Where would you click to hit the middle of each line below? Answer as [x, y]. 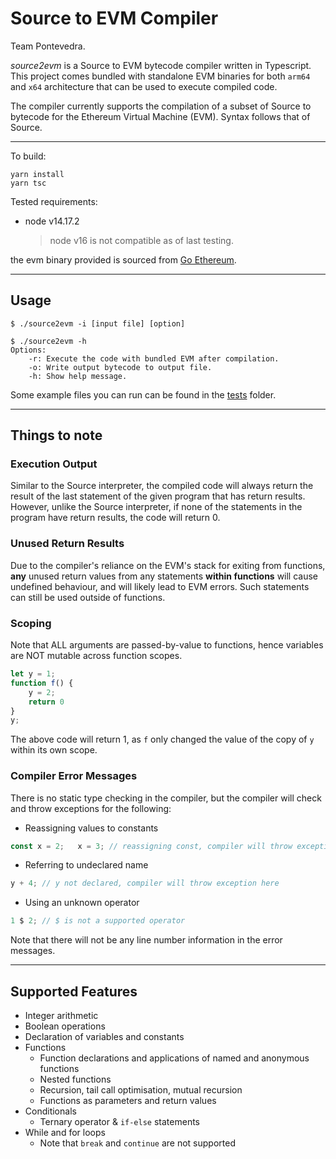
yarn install [37, 174]
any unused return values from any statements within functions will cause [164, 576]
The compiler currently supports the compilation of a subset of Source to [161, 106]
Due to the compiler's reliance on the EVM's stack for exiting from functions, [168, 565]
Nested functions [75, 1079]
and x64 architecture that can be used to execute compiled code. [144, 86]
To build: [28, 156]
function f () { [42, 683]
